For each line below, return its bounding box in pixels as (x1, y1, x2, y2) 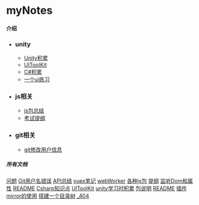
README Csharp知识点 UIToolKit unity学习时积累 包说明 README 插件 (13, 185, 188, 192)
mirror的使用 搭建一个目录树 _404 (6, 192, 90, 199)
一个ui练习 (23, 76, 50, 83)
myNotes (6, 4, 53, 17)
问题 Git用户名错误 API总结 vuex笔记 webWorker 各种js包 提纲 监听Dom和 (6, 177, 188, 184)
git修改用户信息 (23, 145, 63, 153)
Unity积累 (23, 55, 48, 62)
